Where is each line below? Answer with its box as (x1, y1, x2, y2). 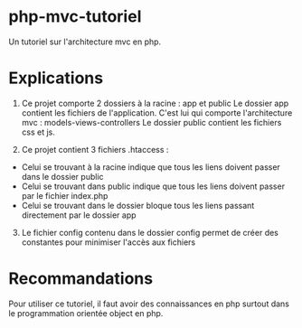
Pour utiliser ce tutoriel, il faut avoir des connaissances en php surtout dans (8, 298, 290, 309)
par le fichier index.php (21, 190, 109, 201)
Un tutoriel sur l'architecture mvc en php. (8, 36, 162, 47)
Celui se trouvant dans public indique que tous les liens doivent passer (21, 181, 286, 192)
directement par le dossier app (21, 210, 137, 220)
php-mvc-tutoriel (8, 6, 142, 27)
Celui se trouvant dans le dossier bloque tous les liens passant (21, 200, 255, 211)
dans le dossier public (21, 171, 105, 182)
